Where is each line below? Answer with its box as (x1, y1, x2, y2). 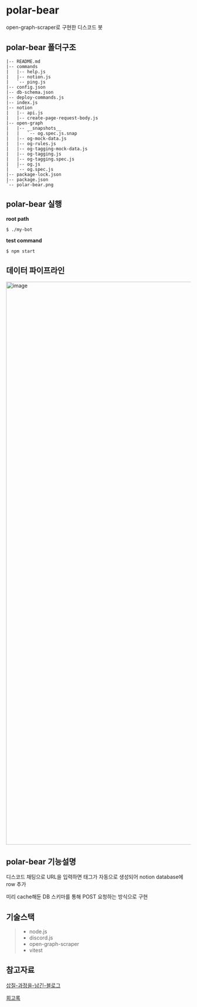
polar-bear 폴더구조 (6, 42, 76, 53)
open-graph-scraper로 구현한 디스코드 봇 (6, 23, 103, 31)
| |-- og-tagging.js (6, 151, 62, 157)
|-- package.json (6, 177, 49, 183)
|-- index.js (6, 99, 38, 106)
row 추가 (6, 881, 26, 888)
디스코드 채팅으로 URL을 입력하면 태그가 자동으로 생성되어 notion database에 (6, 873, 184, 881)
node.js (29, 928, 47, 935)
